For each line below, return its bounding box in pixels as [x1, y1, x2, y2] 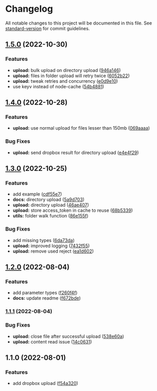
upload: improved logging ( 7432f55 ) [12, 242, 90, 249]
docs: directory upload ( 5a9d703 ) [12, 197, 85, 203]
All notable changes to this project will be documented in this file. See [5, 20, 152, 26]
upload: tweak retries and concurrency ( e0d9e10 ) [12, 78, 118, 84]
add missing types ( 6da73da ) [12, 237, 75, 243]
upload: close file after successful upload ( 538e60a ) [12, 333, 124, 339]
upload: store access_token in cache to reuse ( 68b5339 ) [12, 207, 133, 213]
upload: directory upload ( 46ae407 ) [12, 202, 89, 208]
